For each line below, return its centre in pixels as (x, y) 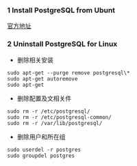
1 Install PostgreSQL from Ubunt (61, 10)
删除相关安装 (35, 59)
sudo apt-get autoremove (42, 79)
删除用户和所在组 (41, 137)
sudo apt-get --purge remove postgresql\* (68, 73)
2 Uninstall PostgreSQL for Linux (62, 44)
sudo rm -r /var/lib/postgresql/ (55, 123)
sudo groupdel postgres (41, 156)
